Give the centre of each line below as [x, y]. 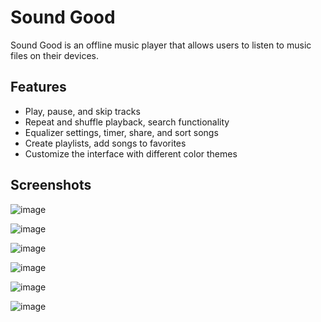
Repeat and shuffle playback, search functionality [127, 122]
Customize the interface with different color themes [131, 153]
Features [38, 87]
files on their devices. [54, 55]
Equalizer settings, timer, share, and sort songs [121, 132]
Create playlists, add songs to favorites [105, 143]
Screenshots [51, 185]
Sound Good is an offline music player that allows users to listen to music [161, 45]
